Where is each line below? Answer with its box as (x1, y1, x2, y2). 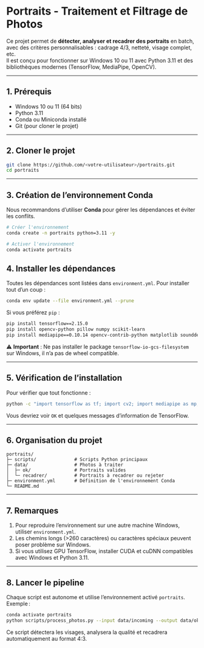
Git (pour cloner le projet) (15, 122, 79, 129)
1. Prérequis (6, 86, 52, 97)
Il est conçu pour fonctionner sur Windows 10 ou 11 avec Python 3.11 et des (6, 57, 193, 64)
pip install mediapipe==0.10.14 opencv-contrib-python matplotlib (6, 332, 178, 339)
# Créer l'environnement (6, 224, 69, 231)
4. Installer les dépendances (6, 264, 116, 274)
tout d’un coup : (6, 286, 46, 294)
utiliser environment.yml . (15, 528, 76, 535)
